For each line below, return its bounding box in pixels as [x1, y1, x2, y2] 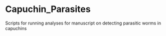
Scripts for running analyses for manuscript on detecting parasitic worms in [5, 20, 161, 26]
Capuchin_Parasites [5, 3, 91, 15]
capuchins [5, 25, 27, 31]
